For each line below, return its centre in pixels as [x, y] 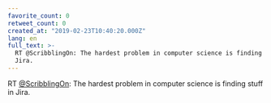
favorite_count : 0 [39, 16]
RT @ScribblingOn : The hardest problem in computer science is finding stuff [135, 83]
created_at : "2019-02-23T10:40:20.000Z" [77, 31]
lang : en [22, 38]
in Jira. [19, 92]
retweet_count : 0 [37, 23]
